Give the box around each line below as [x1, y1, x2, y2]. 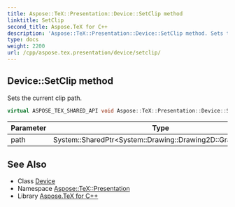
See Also [7, 158, 47, 170]
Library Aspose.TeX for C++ [17, 192, 99, 200]
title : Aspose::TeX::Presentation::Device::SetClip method [7, 10, 183, 17]
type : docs [7, 36, 39, 43]
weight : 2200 [7, 43, 45, 50]
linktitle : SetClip [7, 17, 64, 24]
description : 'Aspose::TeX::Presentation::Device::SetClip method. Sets [7, 29, 224, 37]
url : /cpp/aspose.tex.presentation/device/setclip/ [7, 50, 161, 57]
